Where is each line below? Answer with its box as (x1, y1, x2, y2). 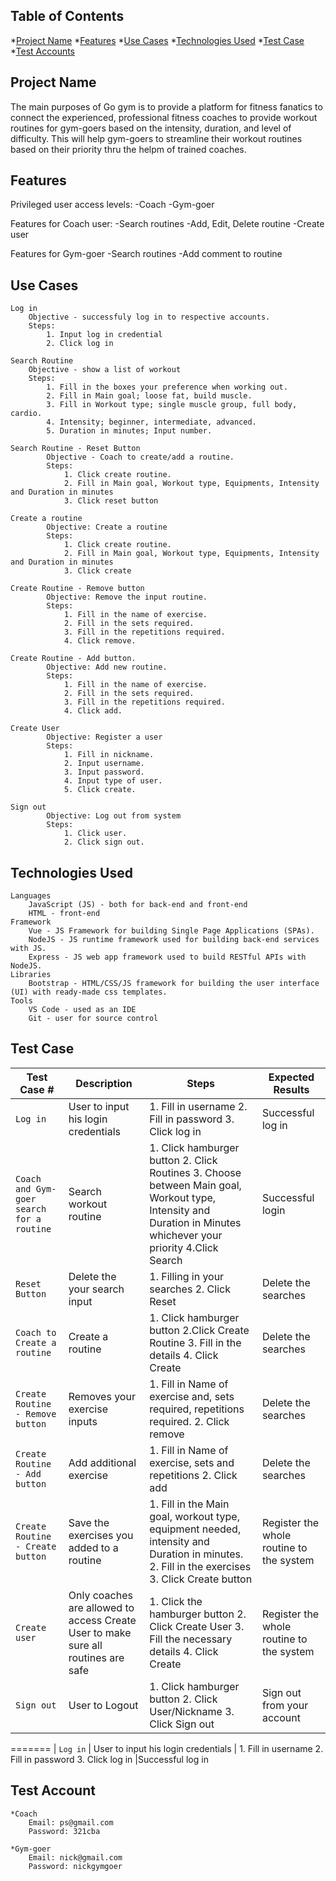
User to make (68, 1625, 132, 1639)
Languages (10, 891, 52, 901)
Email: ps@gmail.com (28, 1817, 114, 1828)
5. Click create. (63, 785, 137, 795)
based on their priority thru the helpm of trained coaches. (10, 143, 247, 155)
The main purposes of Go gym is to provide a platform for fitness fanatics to (10, 100, 323, 113)
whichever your (149, 1228, 223, 1242)
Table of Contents (10, 8, 125, 25)
